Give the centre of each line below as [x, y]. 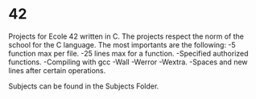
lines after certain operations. [57, 70]
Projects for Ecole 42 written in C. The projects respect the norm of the [126, 36]
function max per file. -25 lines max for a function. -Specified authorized [128, 53]
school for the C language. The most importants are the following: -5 [122, 44]
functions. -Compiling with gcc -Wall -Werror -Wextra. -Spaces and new [128, 62]
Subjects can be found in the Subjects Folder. [84, 86]
